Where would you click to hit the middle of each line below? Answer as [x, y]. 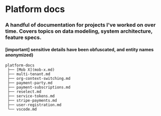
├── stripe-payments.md [32, 101]
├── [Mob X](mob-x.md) [31, 70]
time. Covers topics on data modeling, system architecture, [79, 31]
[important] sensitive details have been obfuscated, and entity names [79, 49]
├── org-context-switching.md [39, 79]
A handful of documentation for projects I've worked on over [80, 25]
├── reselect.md [24, 92]
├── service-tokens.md [31, 96]
